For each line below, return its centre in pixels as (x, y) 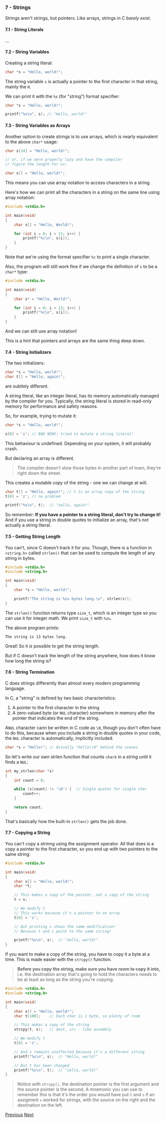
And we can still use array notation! (41, 331)
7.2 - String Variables (27, 52)
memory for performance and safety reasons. (52, 406)
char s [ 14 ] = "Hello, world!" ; (37, 151)
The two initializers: (25, 363)
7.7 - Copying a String (28, 832)
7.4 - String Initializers (28, 352)
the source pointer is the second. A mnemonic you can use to (80, 1089)
